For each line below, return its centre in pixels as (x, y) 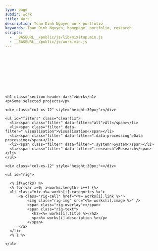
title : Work (17, 19)
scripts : (14, 33)
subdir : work (19, 14)
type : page (16, 10)
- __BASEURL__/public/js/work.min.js (49, 42)
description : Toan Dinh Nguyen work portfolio (54, 23)
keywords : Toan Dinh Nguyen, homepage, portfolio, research (69, 28)
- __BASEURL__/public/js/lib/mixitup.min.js (56, 38)
